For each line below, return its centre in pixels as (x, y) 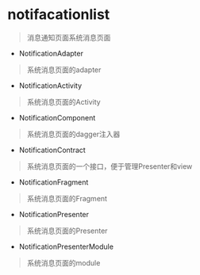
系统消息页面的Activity (63, 101)
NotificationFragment (54, 182)
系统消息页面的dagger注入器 (73, 134)
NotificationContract (52, 150)
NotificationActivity (50, 86)
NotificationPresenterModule (66, 246)
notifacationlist (59, 15)
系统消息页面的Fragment (67, 198)
